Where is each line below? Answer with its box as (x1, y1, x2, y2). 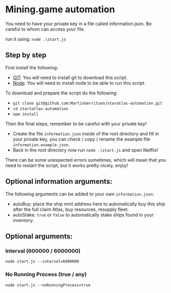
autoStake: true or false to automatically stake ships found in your (12, 211, 154, 218)
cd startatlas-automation (12, 106, 68, 111)
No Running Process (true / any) (5, 271, 87, 278)
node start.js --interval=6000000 (5, 259, 80, 264)
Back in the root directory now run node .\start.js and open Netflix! (12, 147, 159, 153)
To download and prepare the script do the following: (5, 90, 118, 96)
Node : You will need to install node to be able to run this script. (12, 80, 146, 86)
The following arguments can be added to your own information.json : (5, 191, 154, 197)
